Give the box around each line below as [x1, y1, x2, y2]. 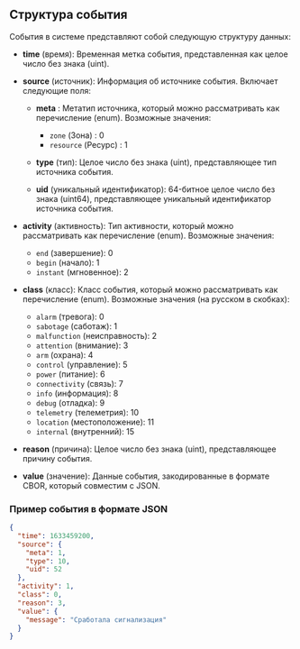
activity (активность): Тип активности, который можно [22, 220, 234, 231]
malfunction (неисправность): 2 [35, 330, 158, 341]
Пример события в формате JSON [9, 502, 168, 515]
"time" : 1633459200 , [17, 531, 95, 540]
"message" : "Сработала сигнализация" [25, 615, 168, 625]
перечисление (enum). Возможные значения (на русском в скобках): [22, 293, 290, 305]
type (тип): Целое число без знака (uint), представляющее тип [35, 157, 277, 168]
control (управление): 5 [35, 359, 128, 370]
